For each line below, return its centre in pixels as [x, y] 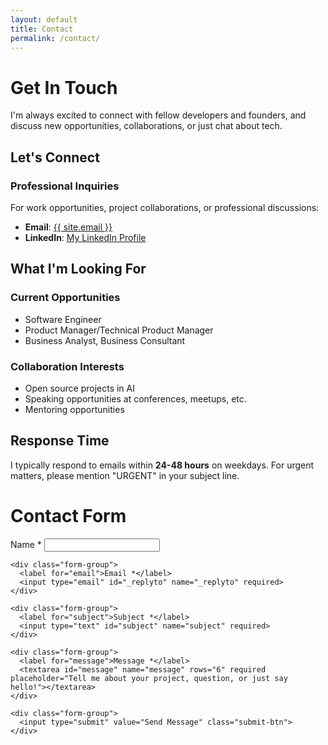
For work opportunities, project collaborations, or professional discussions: [165, 207]
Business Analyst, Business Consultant [105, 340]
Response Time [60, 441]
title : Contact [42, 29]
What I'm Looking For [78, 269]
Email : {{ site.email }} [68, 227]
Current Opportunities [65, 298]
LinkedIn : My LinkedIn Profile [85, 237]
